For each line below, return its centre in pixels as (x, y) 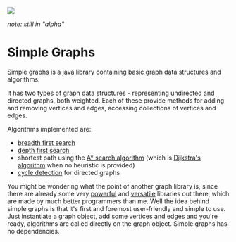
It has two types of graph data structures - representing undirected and (111, 93)
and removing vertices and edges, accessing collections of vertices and (112, 108)
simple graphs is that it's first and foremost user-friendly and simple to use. (117, 208)
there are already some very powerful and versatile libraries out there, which (118, 193)
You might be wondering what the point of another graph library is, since (113, 186)
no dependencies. (33, 231)
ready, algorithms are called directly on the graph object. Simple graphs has (117, 223)
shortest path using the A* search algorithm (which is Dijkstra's (109, 158)
